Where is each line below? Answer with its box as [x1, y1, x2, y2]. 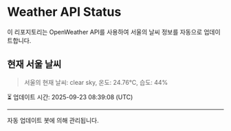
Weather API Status [7, 4, 122, 20]
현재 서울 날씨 [7, 59, 62, 70]
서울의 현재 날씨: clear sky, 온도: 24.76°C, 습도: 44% [23, 78, 168, 86]
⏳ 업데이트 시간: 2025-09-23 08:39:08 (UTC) [7, 92, 133, 101]
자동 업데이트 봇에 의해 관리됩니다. [7, 116, 99, 124]
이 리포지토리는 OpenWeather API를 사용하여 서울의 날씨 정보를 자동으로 [7, 28, 203, 36]
